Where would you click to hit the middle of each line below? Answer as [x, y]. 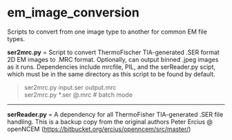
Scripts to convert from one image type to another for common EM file [107, 32]
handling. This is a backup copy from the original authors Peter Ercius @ [110, 121]
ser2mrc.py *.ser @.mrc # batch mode [78, 95]
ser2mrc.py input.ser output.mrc [70, 87]
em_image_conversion [73, 13]
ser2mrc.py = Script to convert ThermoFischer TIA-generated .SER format [113, 52]
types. [16, 38]
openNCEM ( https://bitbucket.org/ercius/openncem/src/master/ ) [99, 129]
